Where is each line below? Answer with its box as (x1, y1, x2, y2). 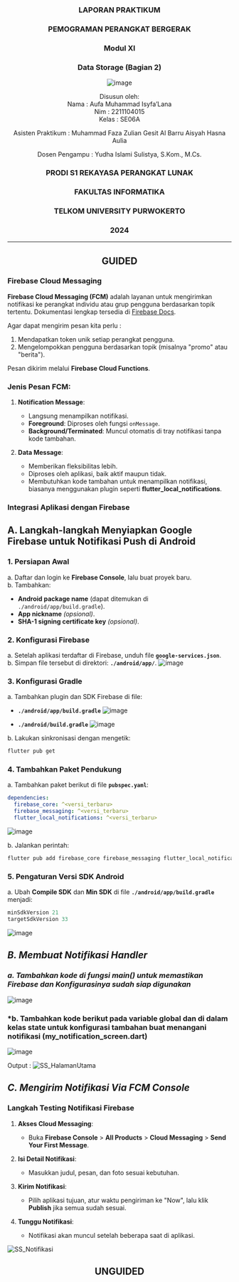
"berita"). (17, 350, 46, 359)
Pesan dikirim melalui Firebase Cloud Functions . (7, 364, 151, 372)
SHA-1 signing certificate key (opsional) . (17, 617, 140, 626)
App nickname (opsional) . (17, 609, 95, 618)
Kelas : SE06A (98, 115, 141, 124)
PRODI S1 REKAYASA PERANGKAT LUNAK (46, 167, 193, 177)
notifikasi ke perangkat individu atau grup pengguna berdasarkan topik (7, 300, 216, 308)
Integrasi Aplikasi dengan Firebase (7, 503, 130, 513)
